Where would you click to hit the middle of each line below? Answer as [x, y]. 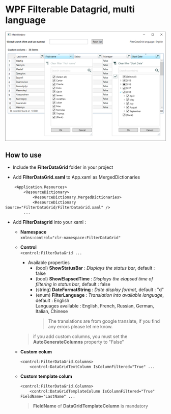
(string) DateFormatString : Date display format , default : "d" [100, 290]
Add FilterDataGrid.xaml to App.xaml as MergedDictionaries [76, 177]
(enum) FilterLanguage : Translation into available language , [99, 295]
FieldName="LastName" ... [48, 397]
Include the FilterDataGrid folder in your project [63, 167]
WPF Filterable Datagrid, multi [70, 9]
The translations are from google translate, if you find [104, 321]
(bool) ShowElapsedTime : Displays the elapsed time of [94, 279]
